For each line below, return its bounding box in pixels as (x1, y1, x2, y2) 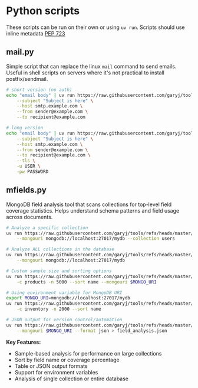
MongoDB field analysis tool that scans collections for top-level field (6, 201, 172, 208)
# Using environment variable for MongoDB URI (6, 289, 123, 296)
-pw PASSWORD (16, 169, 49, 175)
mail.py (6, 47, 34, 57)
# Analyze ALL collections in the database (6, 246, 115, 252)
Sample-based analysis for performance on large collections (14, 350, 162, 357)
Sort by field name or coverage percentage (14, 356, 120, 363)
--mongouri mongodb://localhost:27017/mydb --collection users (16, 236, 176, 242)
